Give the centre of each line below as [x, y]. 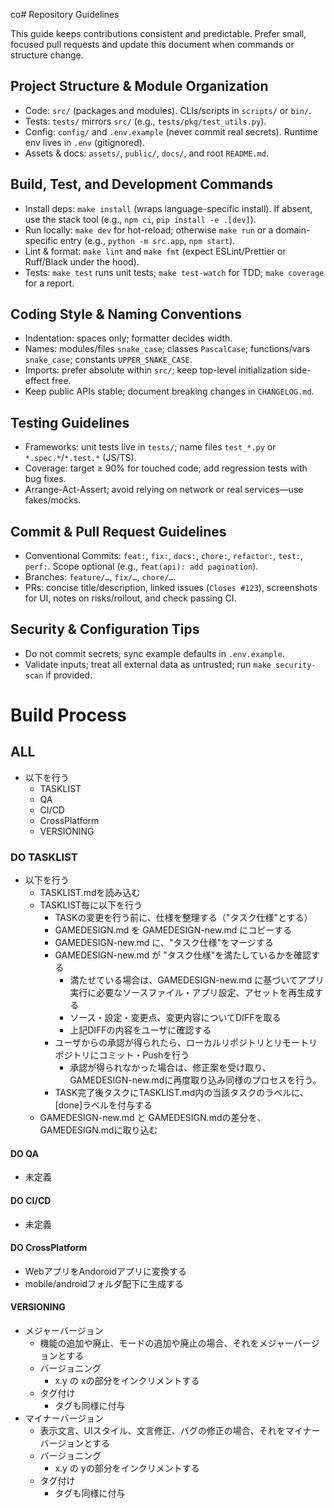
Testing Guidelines [70, 422]
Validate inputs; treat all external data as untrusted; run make [148, 664]
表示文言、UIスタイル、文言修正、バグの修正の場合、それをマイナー [180, 1430]
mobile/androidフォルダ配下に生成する [104, 1283]
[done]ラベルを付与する [103, 1105]
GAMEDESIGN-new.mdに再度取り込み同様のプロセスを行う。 [195, 1080]
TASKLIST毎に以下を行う [91, 905]
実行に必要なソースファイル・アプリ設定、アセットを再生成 [192, 993]
